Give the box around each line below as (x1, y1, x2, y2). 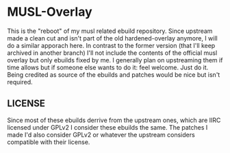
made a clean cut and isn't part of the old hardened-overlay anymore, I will (7, 34, 218, 42)
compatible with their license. (7, 138, 90, 146)
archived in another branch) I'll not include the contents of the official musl (7, 49, 218, 57)
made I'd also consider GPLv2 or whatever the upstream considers (7, 130, 195, 139)
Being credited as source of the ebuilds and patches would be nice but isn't (7, 70, 220, 79)
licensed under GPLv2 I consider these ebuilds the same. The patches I (7, 123, 208, 131)
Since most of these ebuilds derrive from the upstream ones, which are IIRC (7, 116, 221, 124)
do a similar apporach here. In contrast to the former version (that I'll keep (7, 41, 216, 49)
